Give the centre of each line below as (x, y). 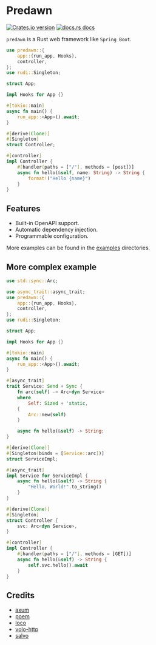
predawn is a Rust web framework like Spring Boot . (69, 39)
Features (23, 208)
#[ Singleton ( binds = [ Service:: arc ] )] (55, 453)
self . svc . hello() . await (58, 565)
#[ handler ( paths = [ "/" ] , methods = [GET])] (74, 554)
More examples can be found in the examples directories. (78, 248)
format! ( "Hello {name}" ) (59, 178)
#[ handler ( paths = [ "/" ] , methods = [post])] (76, 167)
